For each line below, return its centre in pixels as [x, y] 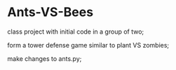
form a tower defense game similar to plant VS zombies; [88, 45]
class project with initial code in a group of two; [76, 31]
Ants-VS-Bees [50, 12]
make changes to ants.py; [45, 58]
